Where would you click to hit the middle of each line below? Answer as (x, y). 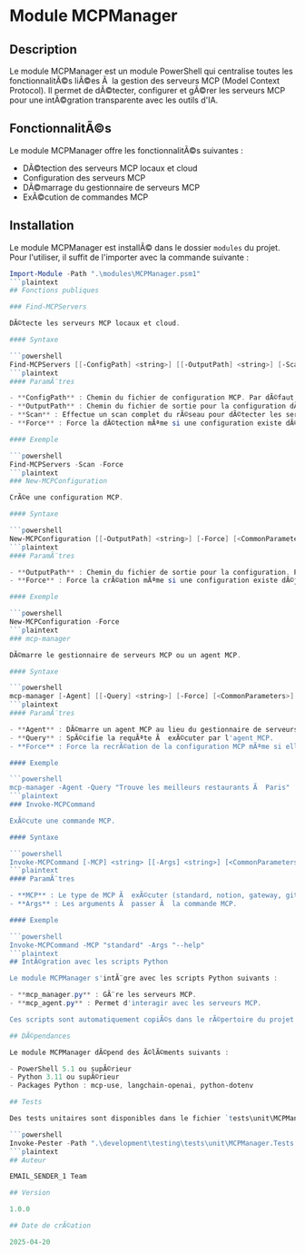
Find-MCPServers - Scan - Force (67, 464)
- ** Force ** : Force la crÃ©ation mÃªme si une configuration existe (144, 581)
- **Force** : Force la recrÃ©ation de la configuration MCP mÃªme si (146, 746)
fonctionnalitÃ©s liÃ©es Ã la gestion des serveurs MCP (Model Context (144, 81)
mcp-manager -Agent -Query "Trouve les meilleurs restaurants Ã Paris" (150, 788)
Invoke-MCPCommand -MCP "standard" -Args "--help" (107, 945)
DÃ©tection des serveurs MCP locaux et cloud (110, 168)
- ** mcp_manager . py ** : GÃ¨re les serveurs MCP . (103, 995)
